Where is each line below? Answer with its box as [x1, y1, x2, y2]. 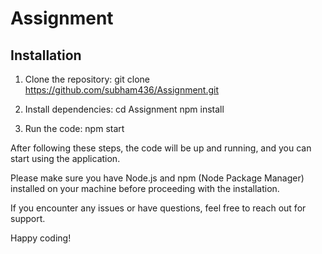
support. [10, 213, 46, 224]
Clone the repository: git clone [24, 73, 150, 85]
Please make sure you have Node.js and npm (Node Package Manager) [10, 172, 305, 184]
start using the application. [10, 153, 121, 164]
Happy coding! [10, 232, 72, 244]
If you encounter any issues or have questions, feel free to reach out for [10, 202, 307, 214]
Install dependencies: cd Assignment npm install [24, 103, 225, 115]
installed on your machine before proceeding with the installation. [10, 183, 280, 194]
